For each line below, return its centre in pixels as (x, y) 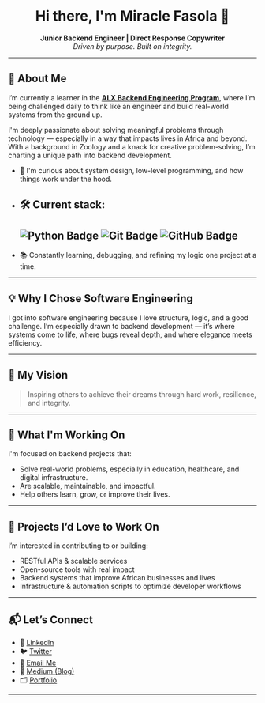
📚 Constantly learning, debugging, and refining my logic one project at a (138, 255)
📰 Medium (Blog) (47, 671)
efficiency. (25, 342)
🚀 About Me (37, 79)
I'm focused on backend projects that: (70, 454)
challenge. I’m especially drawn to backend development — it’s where (121, 326)
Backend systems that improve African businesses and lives (117, 578)
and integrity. (49, 403)
